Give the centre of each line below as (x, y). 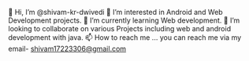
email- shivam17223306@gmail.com (67, 48)
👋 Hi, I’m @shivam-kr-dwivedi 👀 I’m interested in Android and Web (115, 12)
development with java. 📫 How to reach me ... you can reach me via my (125, 38)
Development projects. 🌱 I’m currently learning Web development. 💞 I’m (124, 20)
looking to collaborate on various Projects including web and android (119, 29)
